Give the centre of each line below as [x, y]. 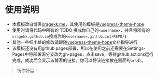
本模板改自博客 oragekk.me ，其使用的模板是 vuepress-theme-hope [78, 24]
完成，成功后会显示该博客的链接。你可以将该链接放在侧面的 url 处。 [79, 60]
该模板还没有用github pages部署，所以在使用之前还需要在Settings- [79, 48]
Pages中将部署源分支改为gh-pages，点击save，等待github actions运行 [83, 54]
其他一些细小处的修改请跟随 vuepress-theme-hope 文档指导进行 [75, 42]
